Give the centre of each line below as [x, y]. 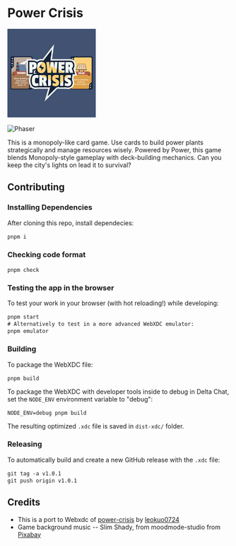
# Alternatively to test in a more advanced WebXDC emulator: [101, 324]
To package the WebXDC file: [50, 364]
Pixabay [29, 534]
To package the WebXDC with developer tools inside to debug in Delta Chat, [118, 392]
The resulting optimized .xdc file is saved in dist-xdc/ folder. [96, 426]
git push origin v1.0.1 [42, 480]
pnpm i [17, 237]
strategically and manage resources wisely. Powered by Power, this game [114, 149]
